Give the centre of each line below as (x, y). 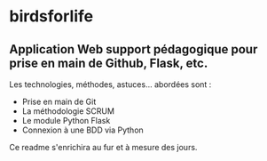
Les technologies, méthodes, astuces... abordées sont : (110, 85)
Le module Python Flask (66, 121)
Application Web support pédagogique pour (133, 49)
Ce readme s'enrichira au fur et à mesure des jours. (103, 147)
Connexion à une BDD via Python (82, 130)
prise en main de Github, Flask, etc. (109, 63)
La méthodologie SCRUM (68, 111)
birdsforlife (51, 16)
